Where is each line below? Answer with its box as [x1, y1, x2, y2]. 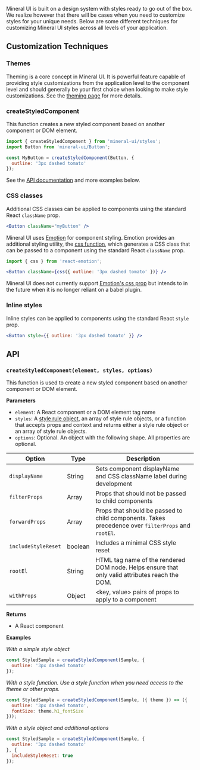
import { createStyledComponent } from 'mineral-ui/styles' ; [6, 138, 161, 144]
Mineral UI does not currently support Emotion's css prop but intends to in [6, 280, 188, 287]
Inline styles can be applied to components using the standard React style [6, 314, 189, 322]
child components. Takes [95, 514, 165, 522]
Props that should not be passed [95, 490, 186, 498]
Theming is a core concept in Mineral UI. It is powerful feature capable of [6, 73, 186, 80]
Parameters [6, 397, 36, 404]
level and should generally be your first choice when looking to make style [6, 85, 189, 93]
